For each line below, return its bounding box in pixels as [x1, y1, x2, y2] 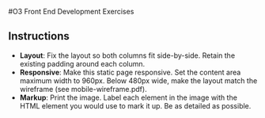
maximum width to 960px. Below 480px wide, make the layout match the [19, 75, 258, 86]
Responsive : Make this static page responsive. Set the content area [19, 67, 241, 77]
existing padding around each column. [19, 59, 146, 68]
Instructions [8, 29, 70, 43]
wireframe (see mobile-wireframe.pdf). [19, 84, 148, 93]
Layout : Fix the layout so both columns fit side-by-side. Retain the [19, 51, 236, 60]
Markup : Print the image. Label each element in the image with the [19, 93, 237, 102]
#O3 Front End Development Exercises [8, 7, 134, 16]
